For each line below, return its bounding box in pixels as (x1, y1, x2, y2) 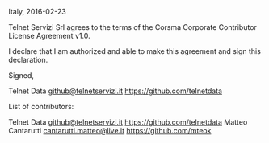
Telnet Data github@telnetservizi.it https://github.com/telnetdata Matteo (8, 117, 248, 127)
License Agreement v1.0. (8, 31, 90, 40)
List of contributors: (8, 102, 74, 111)
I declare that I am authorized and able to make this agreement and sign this (8, 47, 261, 55)
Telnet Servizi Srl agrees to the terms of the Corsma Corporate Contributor (8, 22, 257, 31)
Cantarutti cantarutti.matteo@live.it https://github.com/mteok (8, 126, 212, 135)
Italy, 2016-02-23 (8, 7, 66, 16)
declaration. (8, 55, 48, 64)
